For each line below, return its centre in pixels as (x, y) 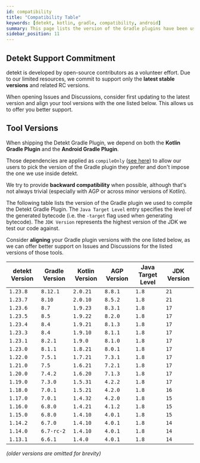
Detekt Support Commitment (61, 58)
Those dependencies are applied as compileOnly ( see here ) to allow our (94, 160)
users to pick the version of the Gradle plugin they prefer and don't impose (98, 167)
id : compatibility (29, 12)
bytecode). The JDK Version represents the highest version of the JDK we (96, 222)
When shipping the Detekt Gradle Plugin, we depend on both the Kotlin (93, 142)
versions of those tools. (35, 252)
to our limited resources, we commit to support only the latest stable (90, 79)
